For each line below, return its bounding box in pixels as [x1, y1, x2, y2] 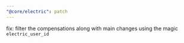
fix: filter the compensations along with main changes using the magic [6, 25, 179, 32]
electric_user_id [6, 31, 49, 37]
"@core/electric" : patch [6, 8, 68, 15]
